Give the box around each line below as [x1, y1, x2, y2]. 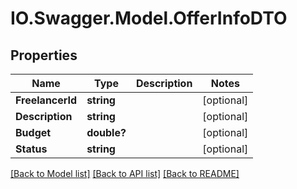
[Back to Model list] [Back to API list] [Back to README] [10, 168, 240, 179]
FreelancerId [15, 93, 78, 107]
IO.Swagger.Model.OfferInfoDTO [10, 7, 288, 30]
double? [86, 126, 127, 139]
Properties [10, 47, 78, 64]
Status [15, 142, 48, 156]
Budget [15, 126, 52, 139]
